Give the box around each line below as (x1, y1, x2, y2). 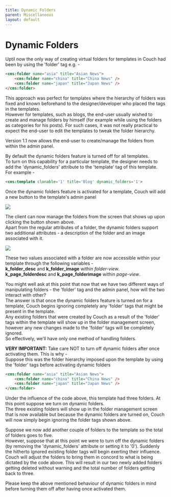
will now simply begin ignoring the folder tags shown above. (5, 417, 132, 423)
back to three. (5, 470, 35, 477)
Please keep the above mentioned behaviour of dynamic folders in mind (5, 480, 157, 487)
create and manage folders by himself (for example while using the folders (5, 116, 162, 123)
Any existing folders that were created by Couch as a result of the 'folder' (5, 314, 160, 320)
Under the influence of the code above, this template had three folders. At (5, 395, 161, 401)
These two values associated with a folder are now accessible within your (5, 255, 161, 261)
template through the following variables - (5, 260, 93, 266)
